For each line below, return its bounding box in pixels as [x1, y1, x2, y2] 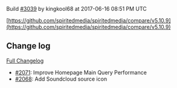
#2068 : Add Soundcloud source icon [14, 75, 108, 83]
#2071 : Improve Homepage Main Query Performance [14, 69, 147, 76]
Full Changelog [6, 57, 44, 64]
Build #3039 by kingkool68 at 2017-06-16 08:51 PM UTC [6, 5, 147, 12]
